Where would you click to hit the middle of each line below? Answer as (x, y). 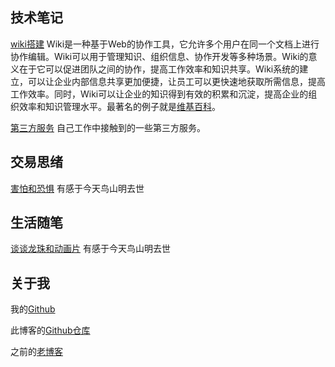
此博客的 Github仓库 (50, 330)
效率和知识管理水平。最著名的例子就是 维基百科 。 (119, 106)
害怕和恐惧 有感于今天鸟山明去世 (77, 188)
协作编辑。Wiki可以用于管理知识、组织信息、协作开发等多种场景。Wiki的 (159, 56)
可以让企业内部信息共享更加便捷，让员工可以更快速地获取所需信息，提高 (176, 81)
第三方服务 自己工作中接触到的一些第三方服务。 (108, 127)
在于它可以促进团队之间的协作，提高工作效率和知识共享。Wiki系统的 (159, 69)
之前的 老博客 (36, 352)
